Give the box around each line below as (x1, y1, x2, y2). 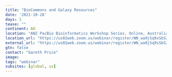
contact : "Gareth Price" (5, 50, 58, 55)
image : (5, 54, 19, 60)
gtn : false (5, 45, 29, 50)
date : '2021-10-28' (5, 12, 47, 17)
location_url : (5, 36, 36, 41)
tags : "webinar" (5, 59, 40, 64)
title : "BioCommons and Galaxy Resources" (5, 7, 97, 13)
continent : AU (5, 26, 36, 31)
